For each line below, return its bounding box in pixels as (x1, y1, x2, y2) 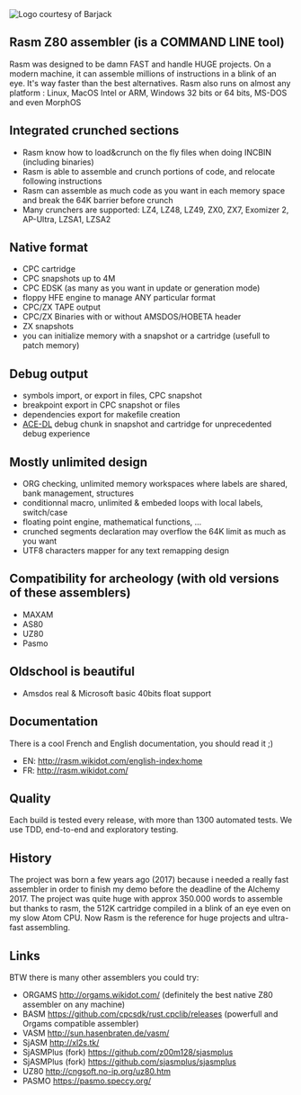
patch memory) (22, 340, 80, 351)
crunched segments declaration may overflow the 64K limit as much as (22, 526, 287, 537)
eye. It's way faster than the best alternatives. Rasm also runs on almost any (9, 77, 291, 88)
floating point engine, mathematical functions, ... (22, 516, 202, 527)
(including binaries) (22, 157, 94, 167)
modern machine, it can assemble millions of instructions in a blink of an (9, 67, 277, 79)
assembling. (25, 922, 71, 933)
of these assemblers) (9, 585, 131, 601)
